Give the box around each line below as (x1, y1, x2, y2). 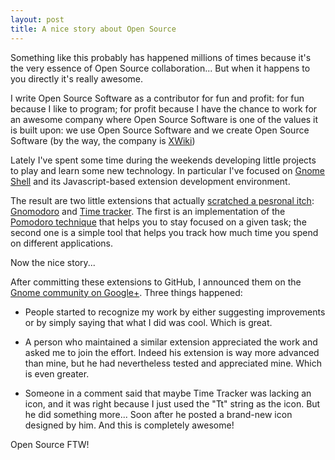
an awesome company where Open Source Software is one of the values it (10, 113, 319, 125)
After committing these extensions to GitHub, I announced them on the (10, 276, 302, 288)
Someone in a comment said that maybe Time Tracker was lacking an (24, 387, 312, 399)
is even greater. (24, 367, 90, 380)
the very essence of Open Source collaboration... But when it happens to (10, 62, 311, 74)
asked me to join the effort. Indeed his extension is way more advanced (24, 346, 320, 358)
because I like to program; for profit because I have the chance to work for (10, 102, 318, 115)
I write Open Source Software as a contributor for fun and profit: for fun (10, 92, 305, 104)
